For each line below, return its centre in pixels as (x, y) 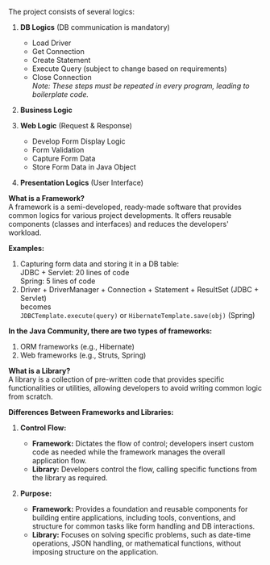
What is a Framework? (46, 198)
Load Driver (52, 43)
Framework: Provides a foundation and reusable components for (140, 509)
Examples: (26, 248)
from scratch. (31, 396)
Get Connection (58, 51)
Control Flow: (43, 428)
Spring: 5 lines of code (58, 281)
